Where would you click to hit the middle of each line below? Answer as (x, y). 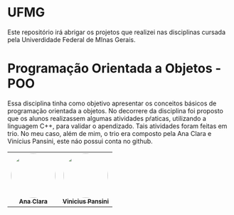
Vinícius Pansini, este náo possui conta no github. (80, 141)
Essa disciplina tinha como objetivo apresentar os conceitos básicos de (112, 103)
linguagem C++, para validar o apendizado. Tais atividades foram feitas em (117, 126)
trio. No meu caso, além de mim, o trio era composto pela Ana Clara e (110, 133)
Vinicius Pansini (86, 201)
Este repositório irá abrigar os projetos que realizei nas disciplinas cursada (117, 32)
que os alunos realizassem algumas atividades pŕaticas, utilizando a (107, 118)
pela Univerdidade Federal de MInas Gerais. (72, 39)
